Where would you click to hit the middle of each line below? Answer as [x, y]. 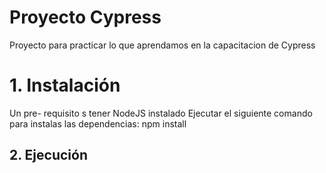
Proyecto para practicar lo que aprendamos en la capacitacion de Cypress [162, 45]
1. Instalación [65, 85]
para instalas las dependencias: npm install [98, 123]
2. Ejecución [48, 155]
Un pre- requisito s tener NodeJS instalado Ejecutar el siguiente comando [161, 113]
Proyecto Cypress [85, 17]
